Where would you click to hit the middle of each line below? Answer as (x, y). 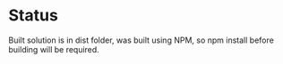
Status (34, 16)
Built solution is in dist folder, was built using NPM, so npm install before (141, 40)
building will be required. (54, 49)
